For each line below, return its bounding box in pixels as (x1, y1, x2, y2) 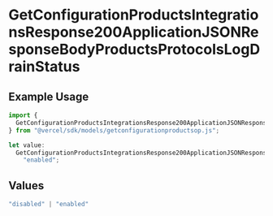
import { (8, 111, 38, 119)
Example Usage (8, 89, 89, 103)
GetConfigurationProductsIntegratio (8, 6, 259, 24)
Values (8, 179, 45, 192)
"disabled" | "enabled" (8, 201, 89, 209)
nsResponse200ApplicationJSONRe (8, 23, 259, 41)
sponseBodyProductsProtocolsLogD (8, 41, 261, 58)
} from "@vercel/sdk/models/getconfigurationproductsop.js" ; (8, 126, 220, 135)
